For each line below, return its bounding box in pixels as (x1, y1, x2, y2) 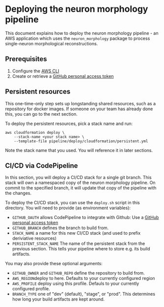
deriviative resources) (12, 235, 57, 242)
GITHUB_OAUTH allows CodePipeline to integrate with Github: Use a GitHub (12, 215, 159, 220)
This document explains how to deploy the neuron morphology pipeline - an (5, 30, 159, 36)
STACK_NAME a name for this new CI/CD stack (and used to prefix (12, 230, 141, 236)
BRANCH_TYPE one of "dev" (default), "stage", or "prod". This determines (12, 291, 156, 297)
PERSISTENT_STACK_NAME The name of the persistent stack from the (12, 241, 145, 246)
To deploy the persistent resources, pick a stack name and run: (5, 121, 133, 126)
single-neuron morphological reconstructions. (5, 40, 98, 46)
